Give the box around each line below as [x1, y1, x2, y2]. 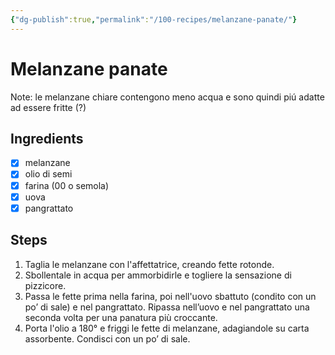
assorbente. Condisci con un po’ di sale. [24, 332, 191, 345]
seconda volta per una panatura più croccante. [24, 311, 218, 323]
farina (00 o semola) [24, 179, 110, 191]
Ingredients [10, 130, 84, 147]
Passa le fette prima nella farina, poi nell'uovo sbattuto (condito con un [24, 290, 317, 302]
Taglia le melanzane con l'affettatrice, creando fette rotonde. [24, 258, 275, 270]
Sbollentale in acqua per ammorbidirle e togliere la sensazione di [24, 269, 292, 281]
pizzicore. [24, 279, 67, 291]
